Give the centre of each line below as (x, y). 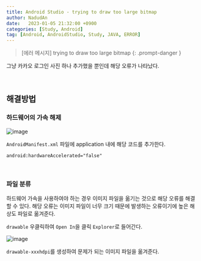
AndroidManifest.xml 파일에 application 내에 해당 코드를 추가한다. (86, 144)
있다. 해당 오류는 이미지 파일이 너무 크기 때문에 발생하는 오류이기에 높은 (104, 206)
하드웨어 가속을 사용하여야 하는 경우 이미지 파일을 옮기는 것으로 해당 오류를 (95, 199)
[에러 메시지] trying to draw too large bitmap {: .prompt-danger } (101, 53)
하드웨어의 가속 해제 (34, 118)
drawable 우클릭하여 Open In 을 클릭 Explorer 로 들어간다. (74, 227)
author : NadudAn (27, 18)
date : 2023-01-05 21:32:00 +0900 (52, 23)
